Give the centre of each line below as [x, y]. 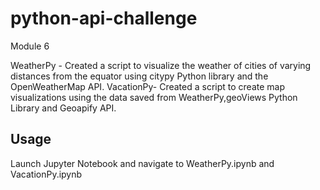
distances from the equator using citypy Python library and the [139, 76]
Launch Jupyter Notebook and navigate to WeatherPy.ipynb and [142, 163]
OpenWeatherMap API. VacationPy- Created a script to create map [148, 86]
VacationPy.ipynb [46, 174]
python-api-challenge [104, 18]
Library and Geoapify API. [63, 108]
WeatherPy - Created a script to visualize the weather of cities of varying [161, 65]
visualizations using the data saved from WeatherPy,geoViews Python [154, 97]
